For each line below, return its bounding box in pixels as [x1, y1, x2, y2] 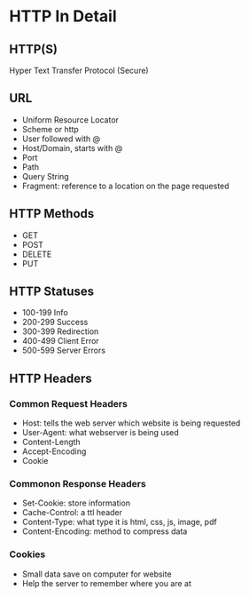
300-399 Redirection [21, 326, 99, 337]
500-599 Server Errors [21, 345, 106, 356]
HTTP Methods [9, 206, 95, 221]
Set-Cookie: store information [21, 497, 131, 508]
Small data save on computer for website [21, 569, 172, 579]
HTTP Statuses [9, 284, 95, 299]
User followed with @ [21, 133, 101, 144]
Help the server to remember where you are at [21, 577, 192, 588]
